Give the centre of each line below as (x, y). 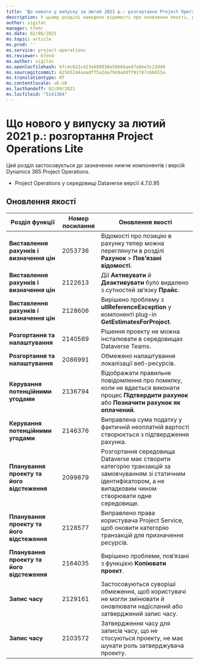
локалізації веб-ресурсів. (138, 363)
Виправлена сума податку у (142, 420)
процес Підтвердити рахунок (145, 395)
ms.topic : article (29, 39)
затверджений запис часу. (139, 613)
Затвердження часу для (136, 623)
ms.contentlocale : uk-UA (37, 84)
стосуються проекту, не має (142, 638)
